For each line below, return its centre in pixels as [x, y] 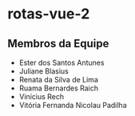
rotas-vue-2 [49, 14]
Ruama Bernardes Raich [59, 88]
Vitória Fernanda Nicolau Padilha [73, 105]
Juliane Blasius [44, 71]
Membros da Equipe [58, 44]
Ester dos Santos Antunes [62, 62]
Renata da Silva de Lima [59, 80]
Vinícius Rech [42, 96]
